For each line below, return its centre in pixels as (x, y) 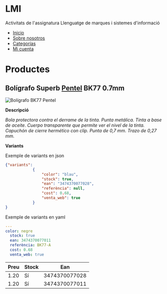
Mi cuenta (23, 49)
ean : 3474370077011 (30, 241)
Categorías (24, 43)
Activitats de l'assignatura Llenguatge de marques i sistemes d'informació (82, 23)
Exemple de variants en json (35, 156)
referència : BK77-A (30, 245)
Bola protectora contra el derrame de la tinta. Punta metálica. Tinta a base (83, 120)
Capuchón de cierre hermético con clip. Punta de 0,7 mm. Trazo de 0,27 (81, 130)
